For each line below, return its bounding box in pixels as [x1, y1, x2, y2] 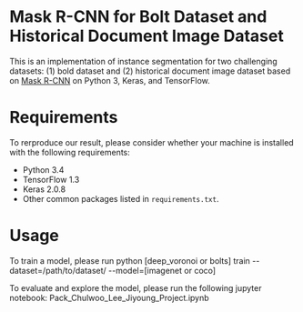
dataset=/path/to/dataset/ [9, 265, 106, 276]
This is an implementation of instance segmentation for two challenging [9, 55, 278, 66]
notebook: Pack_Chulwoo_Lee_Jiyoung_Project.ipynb [9, 292, 209, 303]
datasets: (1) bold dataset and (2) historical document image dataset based [9, 65, 291, 76]
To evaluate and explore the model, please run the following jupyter [9, 282, 262, 293]
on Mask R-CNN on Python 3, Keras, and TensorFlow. [9, 75, 211, 86]
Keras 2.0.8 [22, 184, 66, 195]
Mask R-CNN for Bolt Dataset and [9, 6, 268, 27]
